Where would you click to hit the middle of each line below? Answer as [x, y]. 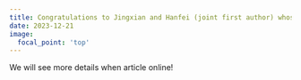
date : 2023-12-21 [42, 26]
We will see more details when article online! [91, 68]
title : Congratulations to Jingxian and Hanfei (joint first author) [142, 17]
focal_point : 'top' [54, 42]
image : [21, 34]
